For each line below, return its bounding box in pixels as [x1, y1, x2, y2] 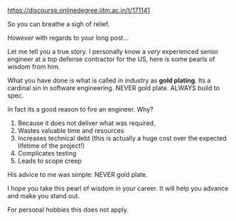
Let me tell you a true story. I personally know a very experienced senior [7, 48, 219, 55]
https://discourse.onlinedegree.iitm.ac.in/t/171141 [7, 6, 151, 14]
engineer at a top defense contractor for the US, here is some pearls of [7, 55, 215, 63]
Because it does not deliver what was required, [17, 119, 156, 127]
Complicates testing [17, 149, 77, 157]
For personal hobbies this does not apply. [7, 205, 129, 214]
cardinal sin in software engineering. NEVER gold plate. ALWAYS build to [7, 84, 220, 92]
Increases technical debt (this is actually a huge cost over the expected [17, 134, 227, 142]
